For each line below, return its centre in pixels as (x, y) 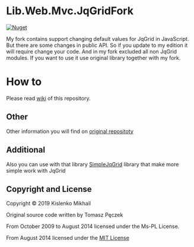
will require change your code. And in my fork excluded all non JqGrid (91, 51)
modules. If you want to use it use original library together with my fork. (93, 58)
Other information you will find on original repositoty (70, 131)
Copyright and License (49, 189)
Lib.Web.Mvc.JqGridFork (70, 11)
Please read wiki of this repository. (48, 98)
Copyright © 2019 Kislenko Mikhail (48, 204)
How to (24, 82)
